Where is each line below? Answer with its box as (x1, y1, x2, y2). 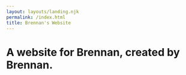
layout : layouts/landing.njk (6, 8, 79, 15)
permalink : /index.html (6, 14, 66, 20)
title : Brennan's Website (6, 20, 71, 26)
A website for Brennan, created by (6, 45, 180, 59)
